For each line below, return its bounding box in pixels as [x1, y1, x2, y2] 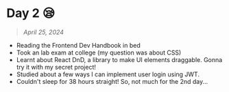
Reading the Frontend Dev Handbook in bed [16, 41, 141, 49]
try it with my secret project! [16, 63, 97, 71]
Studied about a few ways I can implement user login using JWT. [16, 70, 200, 78]
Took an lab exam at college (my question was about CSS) [16, 48, 182, 57]
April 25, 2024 [23, 28, 64, 36]
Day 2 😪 [6, 5, 56, 21]
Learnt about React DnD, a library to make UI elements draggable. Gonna [16, 55, 223, 63]
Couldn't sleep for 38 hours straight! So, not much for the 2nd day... [16, 77, 208, 85]
